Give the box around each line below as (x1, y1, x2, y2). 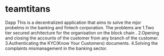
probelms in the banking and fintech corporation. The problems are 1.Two (5, 24, 154, 30)
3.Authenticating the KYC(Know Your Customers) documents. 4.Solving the (5, 40, 158, 46)
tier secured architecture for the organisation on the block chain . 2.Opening (5, 30, 159, 36)
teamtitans (5, 3, 51, 15)
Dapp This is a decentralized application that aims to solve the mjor (5, 19, 141, 25)
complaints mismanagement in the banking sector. (5, 45, 107, 51)
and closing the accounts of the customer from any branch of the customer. (5, 35, 159, 41)
